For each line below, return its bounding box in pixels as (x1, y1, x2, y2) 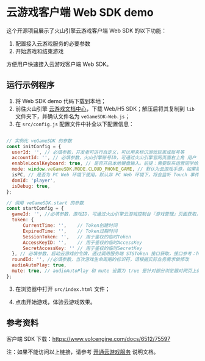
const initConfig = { (6, 143, 62, 149)
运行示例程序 (6, 80, 55, 90)
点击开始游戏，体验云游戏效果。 (15, 298, 96, 306)
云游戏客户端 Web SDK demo (6, 5, 154, 20)
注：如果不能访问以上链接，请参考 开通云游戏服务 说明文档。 (6, 348, 159, 356)
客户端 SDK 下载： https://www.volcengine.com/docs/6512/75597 (6, 335, 171, 342)
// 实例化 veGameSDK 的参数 (6, 138, 72, 144)
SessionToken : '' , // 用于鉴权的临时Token (22, 234, 131, 240)
